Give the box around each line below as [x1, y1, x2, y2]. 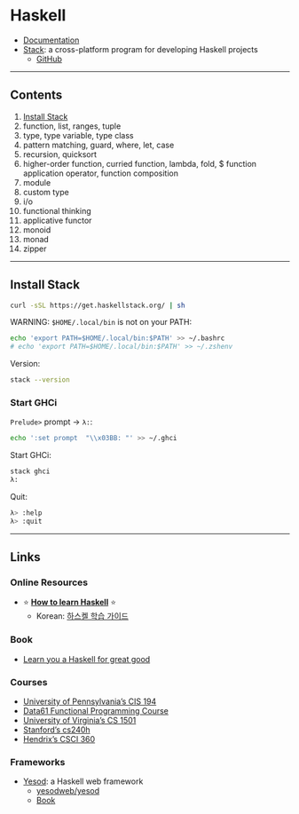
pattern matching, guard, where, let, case [22, 139, 175, 150]
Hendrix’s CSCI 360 [22, 734, 96, 745]
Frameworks [10, 755, 66, 768]
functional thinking [22, 205, 91, 216]
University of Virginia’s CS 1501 [22, 715, 137, 726]
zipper [22, 243, 47, 254]
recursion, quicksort [22, 148, 97, 160]
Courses [10, 676, 48, 688]
